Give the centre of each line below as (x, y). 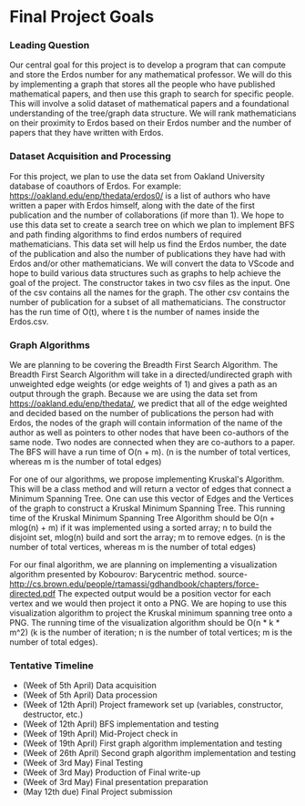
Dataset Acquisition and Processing (90, 157)
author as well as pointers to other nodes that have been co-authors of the (149, 433)
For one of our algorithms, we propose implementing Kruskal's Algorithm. (147, 479)
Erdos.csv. (29, 321)
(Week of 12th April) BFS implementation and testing (121, 724)
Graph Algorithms (50, 345)
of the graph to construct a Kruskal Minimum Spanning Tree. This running (147, 508)
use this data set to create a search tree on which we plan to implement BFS (152, 224)
